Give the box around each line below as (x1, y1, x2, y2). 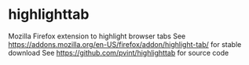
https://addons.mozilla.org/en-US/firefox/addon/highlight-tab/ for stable (8, 39, 242, 49)
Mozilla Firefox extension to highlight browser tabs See (8, 31, 186, 41)
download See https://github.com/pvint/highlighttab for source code (8, 48, 229, 57)
